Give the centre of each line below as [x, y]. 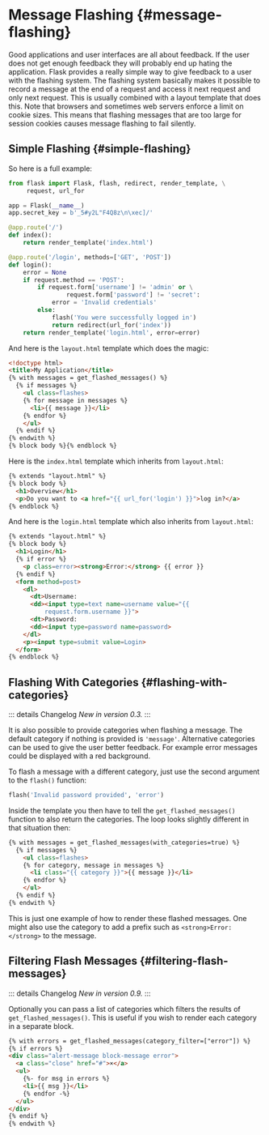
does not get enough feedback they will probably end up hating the [120, 63]
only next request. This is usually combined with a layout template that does [134, 97]
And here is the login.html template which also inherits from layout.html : [131, 522]
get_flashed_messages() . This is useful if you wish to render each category [132, 1018]
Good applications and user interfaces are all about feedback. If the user [129, 54]
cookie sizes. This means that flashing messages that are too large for [125, 114]
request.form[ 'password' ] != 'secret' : [133, 295]
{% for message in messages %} [76, 400]
